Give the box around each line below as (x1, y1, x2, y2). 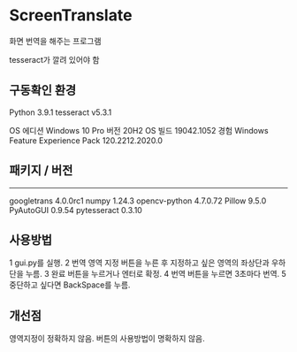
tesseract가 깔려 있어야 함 (9, 54, 100, 65)
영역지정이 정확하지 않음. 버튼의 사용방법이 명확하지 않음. (9, 333, 205, 344)
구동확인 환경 (9, 83, 77, 98)
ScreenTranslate (9, 5, 133, 26)
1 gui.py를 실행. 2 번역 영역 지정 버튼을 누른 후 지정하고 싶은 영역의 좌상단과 (9, 257, 270, 268)
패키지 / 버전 (9, 163, 73, 178)
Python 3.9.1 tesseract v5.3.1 (9, 107, 112, 118)
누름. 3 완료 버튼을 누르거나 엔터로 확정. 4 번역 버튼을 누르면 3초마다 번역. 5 (25, 269, 287, 279)
